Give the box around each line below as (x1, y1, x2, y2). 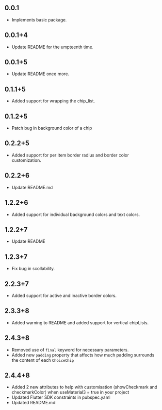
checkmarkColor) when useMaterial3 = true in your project (11, 390, 130, 395)
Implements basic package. (11, 17, 67, 22)
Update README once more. (11, 71, 69, 77)
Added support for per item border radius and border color (11, 152, 129, 158)
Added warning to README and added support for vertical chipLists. (11, 319, 149, 326)
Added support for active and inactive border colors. (11, 293, 117, 298)
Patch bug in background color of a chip (11, 125, 93, 131)
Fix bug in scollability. (11, 266, 55, 272)
